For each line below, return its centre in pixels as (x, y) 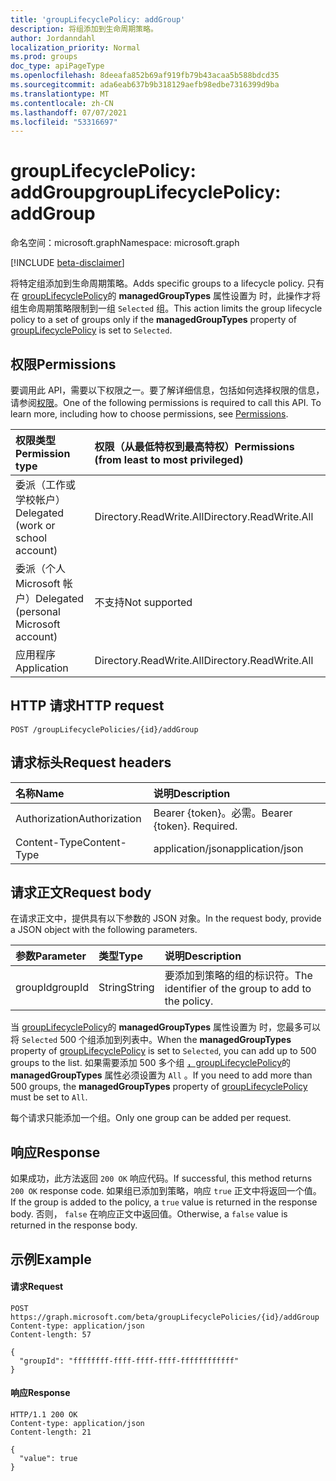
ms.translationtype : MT (60, 94)
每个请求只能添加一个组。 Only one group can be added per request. (151, 1118)
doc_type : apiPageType (57, 66)
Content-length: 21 (51, 1432)
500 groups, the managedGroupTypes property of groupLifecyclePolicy (159, 1087)
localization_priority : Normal (75, 47)
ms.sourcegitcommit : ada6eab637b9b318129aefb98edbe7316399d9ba (145, 85)
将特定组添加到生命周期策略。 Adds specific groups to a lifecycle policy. (157, 283)
